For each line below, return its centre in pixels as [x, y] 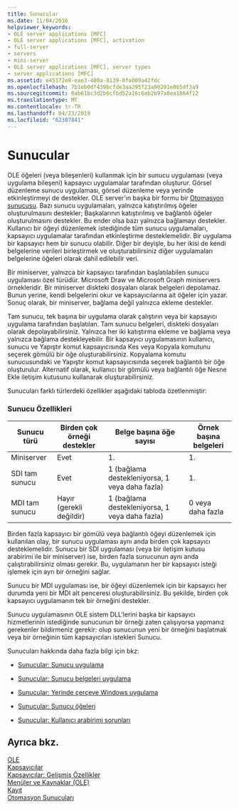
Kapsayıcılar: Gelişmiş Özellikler [54, 775]
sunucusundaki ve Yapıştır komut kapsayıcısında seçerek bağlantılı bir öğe [116, 361]
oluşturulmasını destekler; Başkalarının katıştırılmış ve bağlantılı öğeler [110, 213]
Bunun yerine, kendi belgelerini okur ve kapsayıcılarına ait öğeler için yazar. [118, 295]
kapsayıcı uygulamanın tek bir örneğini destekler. [79, 600]
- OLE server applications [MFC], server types [79, 67]
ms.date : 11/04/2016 [38, 21]
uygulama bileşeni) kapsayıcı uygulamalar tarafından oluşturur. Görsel [110, 182]
